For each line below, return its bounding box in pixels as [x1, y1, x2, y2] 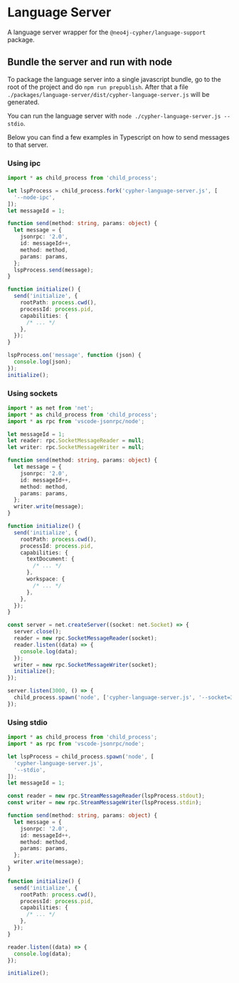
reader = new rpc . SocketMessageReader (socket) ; [14, 635, 158, 642]
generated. [7, 98, 40, 106]
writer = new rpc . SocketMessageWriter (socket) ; [14, 661, 158, 668]
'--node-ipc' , [14, 194, 55, 201]
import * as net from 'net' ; [7, 404, 94, 412]
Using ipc [7, 158, 41, 168]
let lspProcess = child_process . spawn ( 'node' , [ [7, 753, 154, 760]
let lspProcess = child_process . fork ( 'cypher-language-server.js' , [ [7, 187, 218, 194]
